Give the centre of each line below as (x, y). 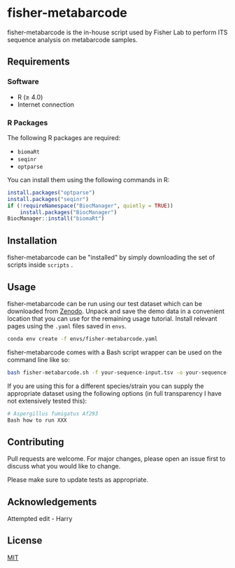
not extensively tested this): (47, 401)
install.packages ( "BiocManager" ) (69, 212)
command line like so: (38, 359)
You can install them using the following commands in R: (88, 179)
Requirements (38, 62)
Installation (32, 241)
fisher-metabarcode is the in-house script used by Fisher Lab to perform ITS (117, 32)
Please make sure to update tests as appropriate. (78, 480)
